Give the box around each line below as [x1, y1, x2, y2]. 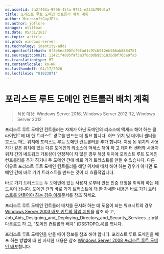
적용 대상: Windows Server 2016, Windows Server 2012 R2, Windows [17, 111, 155, 117]
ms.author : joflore [5, 21, 45, 26]
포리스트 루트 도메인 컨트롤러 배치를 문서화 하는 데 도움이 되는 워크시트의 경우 [5, 202, 153, 208]
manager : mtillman [5, 25, 43, 30]
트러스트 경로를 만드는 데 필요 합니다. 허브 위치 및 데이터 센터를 [36, 132, 157, 138]
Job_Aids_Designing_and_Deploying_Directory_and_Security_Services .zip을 [5, 214, 159, 221]
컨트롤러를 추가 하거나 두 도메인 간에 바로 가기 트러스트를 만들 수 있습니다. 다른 [5, 157, 155, 163]
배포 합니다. [10, 243, 32, 249]
